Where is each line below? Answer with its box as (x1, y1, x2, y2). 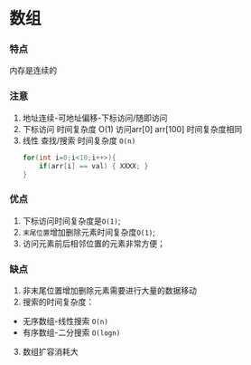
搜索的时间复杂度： (22, 296, 95, 307)
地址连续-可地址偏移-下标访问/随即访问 (22, 112, 168, 123)
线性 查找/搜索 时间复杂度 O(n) (22, 135, 136, 146)
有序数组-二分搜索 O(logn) (22, 327, 121, 338)
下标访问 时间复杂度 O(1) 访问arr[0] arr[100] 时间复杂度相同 (22, 123, 242, 134)
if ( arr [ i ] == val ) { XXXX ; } (39, 161, 149, 170)
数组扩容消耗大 (22, 346, 79, 357)
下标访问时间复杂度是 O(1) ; (22, 215, 121, 226)
